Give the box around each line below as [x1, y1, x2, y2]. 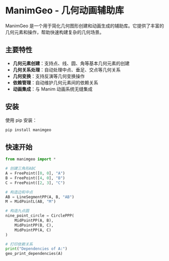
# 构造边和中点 [5, 190, 33, 195]
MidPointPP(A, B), [14, 218, 54, 223]
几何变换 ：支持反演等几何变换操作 [12, 73, 85, 79]
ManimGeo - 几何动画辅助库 [5, 5, 124, 16]
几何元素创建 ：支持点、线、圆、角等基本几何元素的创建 [12, 60, 130, 66]
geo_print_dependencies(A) [5, 251, 63, 256]
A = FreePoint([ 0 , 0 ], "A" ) [5, 171, 66, 176]
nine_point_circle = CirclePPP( [5, 213, 74, 218]
